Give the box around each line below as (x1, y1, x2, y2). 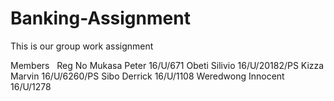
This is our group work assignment (10, 40, 154, 52)
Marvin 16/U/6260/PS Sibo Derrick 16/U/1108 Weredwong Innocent (10, 70, 285, 82)
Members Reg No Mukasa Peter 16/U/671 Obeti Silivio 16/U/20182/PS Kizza (10, 59, 325, 71)
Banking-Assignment (10, 7, 191, 30)
